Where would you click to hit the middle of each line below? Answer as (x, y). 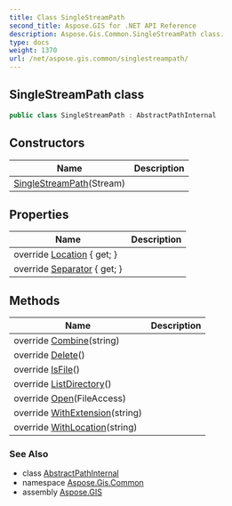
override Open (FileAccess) (70, 398)
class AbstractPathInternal (70, 473)
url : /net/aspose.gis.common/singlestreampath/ (99, 59)
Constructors (47, 143)
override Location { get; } (66, 254)
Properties (39, 214)
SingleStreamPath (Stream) (70, 183)
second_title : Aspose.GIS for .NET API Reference (103, 26)
